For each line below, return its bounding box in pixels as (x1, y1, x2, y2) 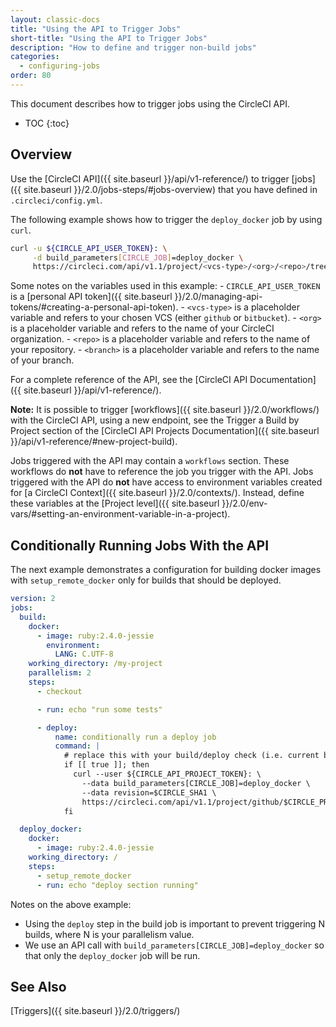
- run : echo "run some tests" (36, 704, 163, 715)
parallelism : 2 (28, 668, 92, 678)
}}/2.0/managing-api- (174, 291, 263, 303)
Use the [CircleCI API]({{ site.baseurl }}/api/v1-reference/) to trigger (10, 172, 290, 185)
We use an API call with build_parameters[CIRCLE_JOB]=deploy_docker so (24, 939, 325, 951)
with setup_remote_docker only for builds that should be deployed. (10, 574, 282, 586)
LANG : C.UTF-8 (54, 649, 114, 660)
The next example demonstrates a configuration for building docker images (10, 564, 322, 576)
